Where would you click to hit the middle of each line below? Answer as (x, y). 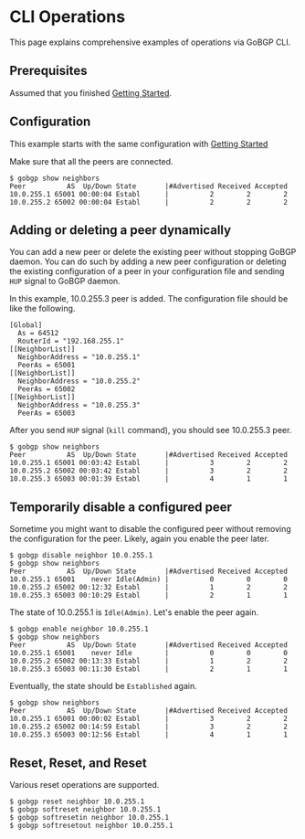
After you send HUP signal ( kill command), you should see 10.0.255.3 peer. (151, 430)
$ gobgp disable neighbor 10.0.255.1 (81, 556)
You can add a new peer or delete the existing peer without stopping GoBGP (153, 252)
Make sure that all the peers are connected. (91, 161)
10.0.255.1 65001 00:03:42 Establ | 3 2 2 (148, 463)
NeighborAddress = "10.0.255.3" (79, 405)
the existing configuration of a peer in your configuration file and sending (147, 271)
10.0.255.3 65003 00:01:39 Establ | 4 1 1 (148, 479)
